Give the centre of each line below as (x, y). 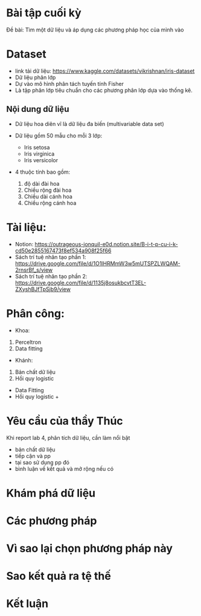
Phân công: (36, 313)
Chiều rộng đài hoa (48, 190)
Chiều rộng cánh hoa (50, 203)
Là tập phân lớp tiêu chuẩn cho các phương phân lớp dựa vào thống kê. (104, 90)
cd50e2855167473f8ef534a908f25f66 (63, 251)
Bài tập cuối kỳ (44, 13)
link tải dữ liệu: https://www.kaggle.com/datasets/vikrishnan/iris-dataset (105, 71)
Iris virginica (39, 154)
